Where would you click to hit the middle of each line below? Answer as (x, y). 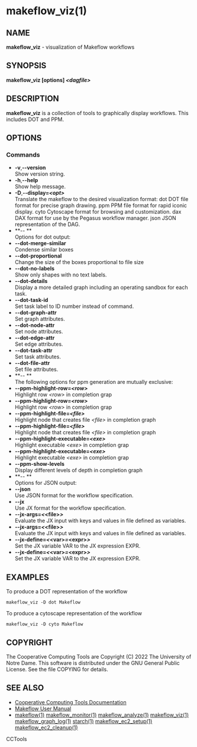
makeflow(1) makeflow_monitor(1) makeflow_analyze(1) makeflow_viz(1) (102, 715)
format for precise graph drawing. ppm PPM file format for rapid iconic (101, 205)
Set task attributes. (38, 357)
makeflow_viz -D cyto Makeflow (45, 624)
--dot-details (31, 281)
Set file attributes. (36, 370)
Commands (23, 154)
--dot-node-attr (35, 325)
